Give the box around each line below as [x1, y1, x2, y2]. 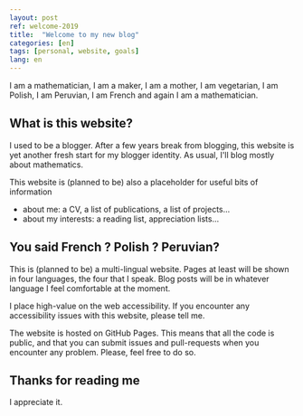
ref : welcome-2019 [9, 22, 79, 31]
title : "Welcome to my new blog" [9, 30, 140, 39]
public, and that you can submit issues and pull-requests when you [9, 336, 260, 348]
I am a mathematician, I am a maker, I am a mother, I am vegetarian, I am [9, 80, 279, 90]
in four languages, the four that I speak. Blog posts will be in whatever [9, 273, 270, 284]
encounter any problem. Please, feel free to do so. [9, 346, 196, 357]
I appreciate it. [9, 397, 63, 408]
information [9, 186, 52, 197]
